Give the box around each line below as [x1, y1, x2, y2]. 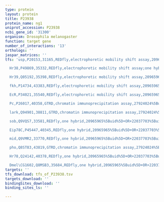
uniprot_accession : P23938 [5, 25, 60, 30]
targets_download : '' [5, 176, 49, 181]
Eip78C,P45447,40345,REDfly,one [9, 127, 76, 132]
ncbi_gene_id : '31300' [5, 30, 51, 35]
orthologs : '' [5, 48, 34, 53]
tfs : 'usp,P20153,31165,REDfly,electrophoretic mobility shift [5, 57, 137, 62]
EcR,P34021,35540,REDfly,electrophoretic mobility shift [9, 92, 128, 97]
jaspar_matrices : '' [5, 52, 47, 58]
